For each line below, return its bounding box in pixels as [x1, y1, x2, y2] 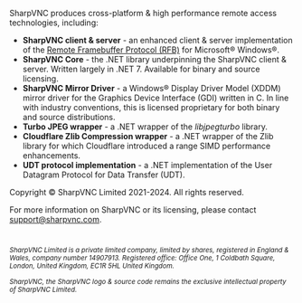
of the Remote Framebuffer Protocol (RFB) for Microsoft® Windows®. [22, 44, 280, 55]
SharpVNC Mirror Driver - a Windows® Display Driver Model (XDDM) [22, 83, 282, 93]
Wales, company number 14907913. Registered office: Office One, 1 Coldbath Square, [9, 253, 276, 263]
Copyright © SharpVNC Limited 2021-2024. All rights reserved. [9, 187, 244, 197]
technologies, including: [9, 17, 99, 28]
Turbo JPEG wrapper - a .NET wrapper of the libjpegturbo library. [22, 121, 269, 132]
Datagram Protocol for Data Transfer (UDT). [22, 169, 185, 180]
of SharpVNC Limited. [9, 285, 78, 295]
